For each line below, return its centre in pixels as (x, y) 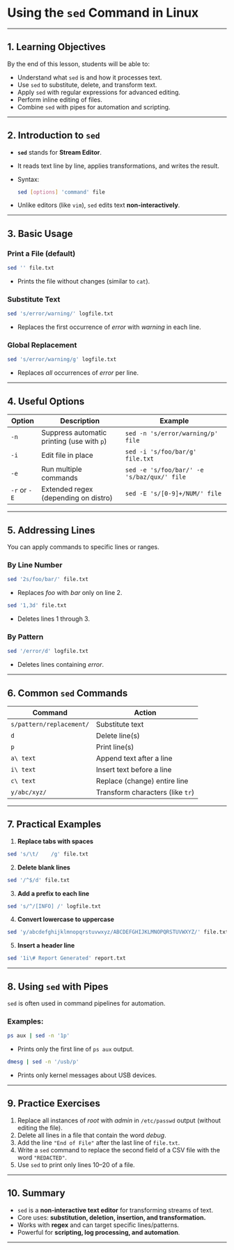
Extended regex (67, 489)
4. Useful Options (46, 401)
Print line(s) (115, 747)
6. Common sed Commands (68, 693)
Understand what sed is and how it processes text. (89, 77)
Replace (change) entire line (142, 781)
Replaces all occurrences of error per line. (78, 373)
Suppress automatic (74, 433)
